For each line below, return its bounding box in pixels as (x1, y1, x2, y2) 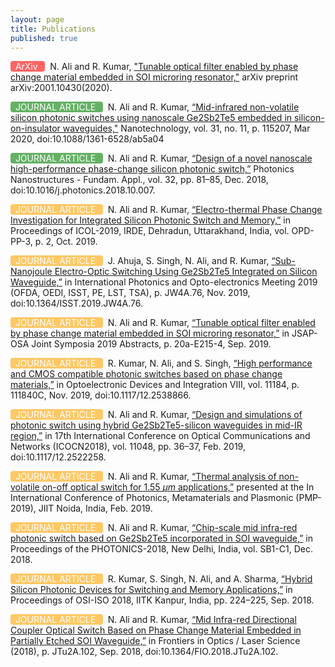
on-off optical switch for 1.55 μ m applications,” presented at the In (41, 481, 315, 493)
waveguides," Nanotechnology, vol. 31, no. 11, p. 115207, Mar (62, 122, 311, 135)
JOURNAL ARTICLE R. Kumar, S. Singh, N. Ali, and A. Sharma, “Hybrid (14, 573, 313, 585)
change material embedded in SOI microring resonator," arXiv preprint (10, 71, 299, 83)
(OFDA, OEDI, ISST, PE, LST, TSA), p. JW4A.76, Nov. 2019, (10, 287, 251, 299)
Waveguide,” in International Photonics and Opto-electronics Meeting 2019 (10, 276, 318, 288)
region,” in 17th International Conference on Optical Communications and (10, 430, 311, 442)
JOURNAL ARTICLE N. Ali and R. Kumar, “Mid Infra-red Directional (14, 614, 297, 626)
